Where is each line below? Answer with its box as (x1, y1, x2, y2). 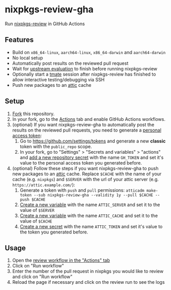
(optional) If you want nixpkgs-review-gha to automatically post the (12, 121, 155, 128)
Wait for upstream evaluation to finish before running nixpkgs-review (12, 65, 158, 71)
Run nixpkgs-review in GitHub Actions (5, 21, 85, 27)
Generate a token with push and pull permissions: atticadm (19, 187, 144, 193)
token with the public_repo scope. (19, 143, 93, 150)
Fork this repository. (12, 111, 55, 117)
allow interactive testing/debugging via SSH (12, 76, 105, 83)
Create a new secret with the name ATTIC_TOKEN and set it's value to (19, 223, 163, 229)
